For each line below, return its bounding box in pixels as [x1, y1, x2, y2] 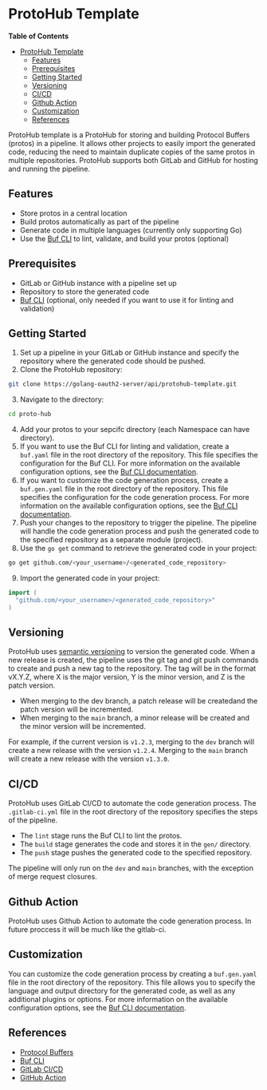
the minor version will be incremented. [19, 722, 146, 731]
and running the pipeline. [8, 164, 90, 173]
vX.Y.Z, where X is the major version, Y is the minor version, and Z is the [8, 672, 245, 682]
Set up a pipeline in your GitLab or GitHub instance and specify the [19, 348, 239, 358]
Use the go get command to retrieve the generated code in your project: [19, 544, 257, 553]
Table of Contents [8, 31, 69, 41]
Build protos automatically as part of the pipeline [19, 216, 179, 226]
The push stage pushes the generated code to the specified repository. [19, 848, 253, 858]
